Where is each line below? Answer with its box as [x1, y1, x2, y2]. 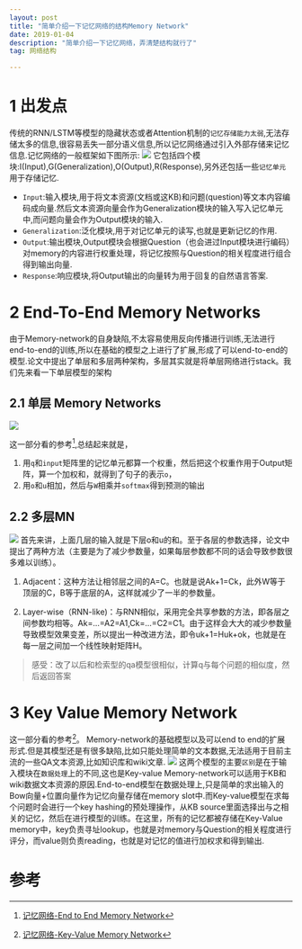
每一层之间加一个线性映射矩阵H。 [22, 640, 147, 651]
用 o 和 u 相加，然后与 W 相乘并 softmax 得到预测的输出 [22, 480, 205, 491]
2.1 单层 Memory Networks [9, 396, 162, 411]
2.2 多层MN [9, 509, 75, 524]
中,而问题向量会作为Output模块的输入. [22, 214, 164, 225]
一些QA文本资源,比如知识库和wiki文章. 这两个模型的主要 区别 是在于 [24, 757, 280, 767]
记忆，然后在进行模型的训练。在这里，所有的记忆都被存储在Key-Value [24, 812, 283, 823]
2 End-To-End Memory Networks [9, 302, 261, 323]
